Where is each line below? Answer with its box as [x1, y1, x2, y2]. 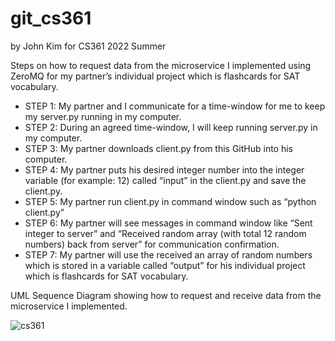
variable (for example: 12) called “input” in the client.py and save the [24, 174, 307, 186]
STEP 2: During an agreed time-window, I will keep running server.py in [24, 121, 318, 133]
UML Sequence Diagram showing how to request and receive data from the [10, 289, 322, 301]
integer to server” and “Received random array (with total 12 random [24, 227, 307, 239]
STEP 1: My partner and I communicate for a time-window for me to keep [24, 100, 326, 112]
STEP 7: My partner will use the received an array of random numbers [24, 248, 313, 261]
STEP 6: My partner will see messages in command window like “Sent [24, 217, 313, 229]
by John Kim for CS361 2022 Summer [10, 40, 167, 52]
